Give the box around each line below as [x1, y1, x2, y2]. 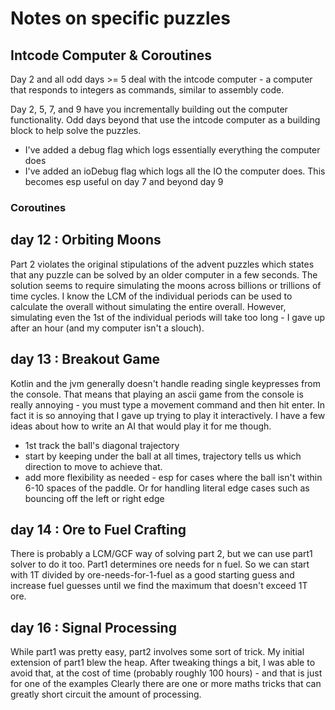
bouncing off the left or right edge [24, 492, 165, 504]
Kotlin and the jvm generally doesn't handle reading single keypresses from [10, 377, 321, 389]
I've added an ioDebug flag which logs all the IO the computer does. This [24, 165, 326, 177]
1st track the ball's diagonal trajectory [24, 439, 180, 451]
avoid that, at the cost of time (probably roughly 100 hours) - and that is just [10, 667, 323, 679]
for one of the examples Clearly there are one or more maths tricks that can [10, 678, 322, 690]
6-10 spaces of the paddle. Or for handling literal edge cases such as [24, 482, 310, 494]
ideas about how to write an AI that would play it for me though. [10, 420, 272, 432]
